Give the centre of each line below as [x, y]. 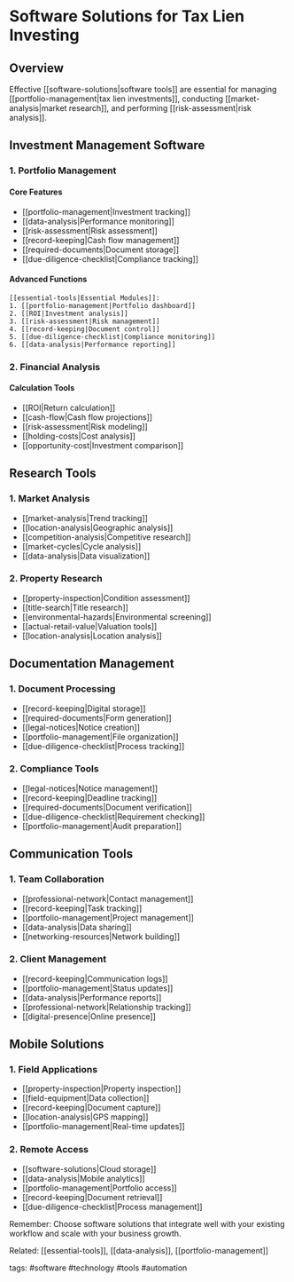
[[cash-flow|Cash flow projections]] [87, 417]
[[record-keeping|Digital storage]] [84, 708]
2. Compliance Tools [54, 769]
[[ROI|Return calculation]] [69, 408]
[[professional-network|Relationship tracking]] [107, 1007]
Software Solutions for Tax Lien [127, 16]
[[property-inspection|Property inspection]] [101, 1088]
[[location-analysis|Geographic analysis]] [97, 527]
